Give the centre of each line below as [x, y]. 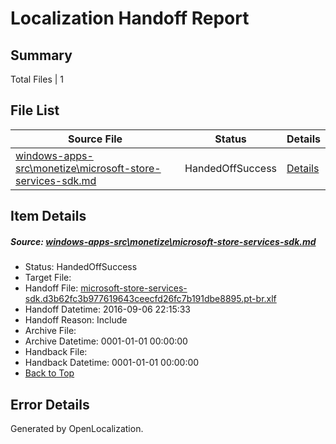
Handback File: [56, 352]
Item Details [48, 216]
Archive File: [50, 331]
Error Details [50, 404]
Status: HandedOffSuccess [81, 267]
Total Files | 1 [37, 79]
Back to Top [49, 373]
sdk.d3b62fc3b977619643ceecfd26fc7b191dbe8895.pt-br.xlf [150, 299]
